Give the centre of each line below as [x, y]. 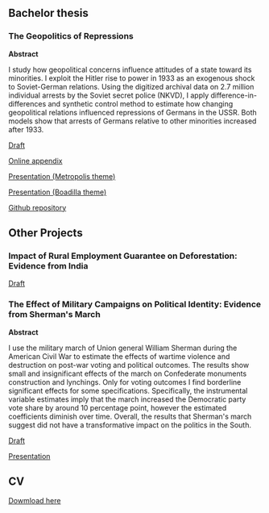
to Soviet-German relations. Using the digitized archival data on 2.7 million [131, 86]
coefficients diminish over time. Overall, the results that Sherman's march [130, 416]
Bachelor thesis [48, 13]
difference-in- [234, 95]
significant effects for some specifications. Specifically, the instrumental [128, 390]
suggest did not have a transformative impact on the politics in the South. [130, 425]
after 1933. [26, 129]
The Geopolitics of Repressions [71, 36]
